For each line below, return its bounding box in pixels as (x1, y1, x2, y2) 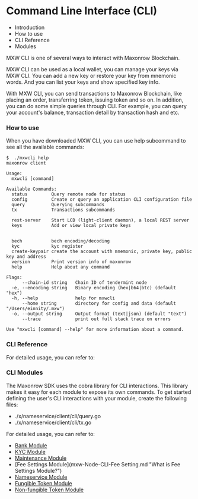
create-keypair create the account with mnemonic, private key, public (11, 248, 193, 255)
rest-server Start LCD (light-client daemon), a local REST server (11, 217, 190, 223)
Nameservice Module (14, 473, 68, 481)
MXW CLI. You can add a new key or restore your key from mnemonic (6, 72, 177, 79)
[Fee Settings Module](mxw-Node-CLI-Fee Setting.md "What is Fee (14, 460, 181, 468)
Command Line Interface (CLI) (6, 4, 158, 18)
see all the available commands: (6, 144, 85, 151)
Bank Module (14, 441, 47, 449)
